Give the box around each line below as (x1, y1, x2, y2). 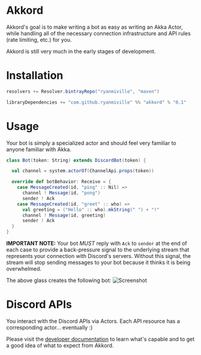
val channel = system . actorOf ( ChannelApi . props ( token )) (11, 168, 154, 174)
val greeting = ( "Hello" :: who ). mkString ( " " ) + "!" (22, 207, 160, 213)
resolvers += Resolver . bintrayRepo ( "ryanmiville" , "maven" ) (6, 88, 160, 95)
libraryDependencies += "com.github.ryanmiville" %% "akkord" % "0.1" (6, 99, 187, 105)
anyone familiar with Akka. (6, 145, 72, 153)
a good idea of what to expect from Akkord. (6, 342, 114, 349)
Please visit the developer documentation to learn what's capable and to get (6, 336, 195, 342)
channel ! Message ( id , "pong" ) (22, 190, 101, 196)
